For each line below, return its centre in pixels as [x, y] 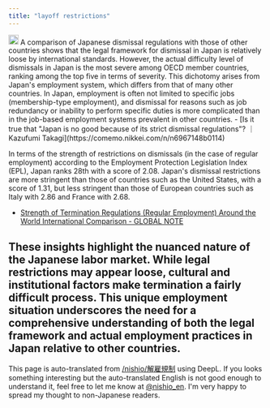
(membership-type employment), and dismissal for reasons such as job [128, 102]
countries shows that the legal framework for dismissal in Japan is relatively [135, 50]
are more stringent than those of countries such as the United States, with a [135, 180]
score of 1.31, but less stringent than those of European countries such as [131, 188]
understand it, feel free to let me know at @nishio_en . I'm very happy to [128, 386]
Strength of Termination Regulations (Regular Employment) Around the [138, 213]
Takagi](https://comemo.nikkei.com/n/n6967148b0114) [133, 138]
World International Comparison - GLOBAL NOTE [102, 221]
